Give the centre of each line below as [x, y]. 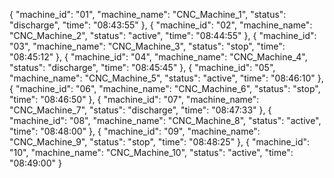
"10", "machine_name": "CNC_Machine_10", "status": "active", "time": [151, 152]
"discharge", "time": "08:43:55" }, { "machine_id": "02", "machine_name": [161, 25]
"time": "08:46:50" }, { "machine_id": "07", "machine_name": [134, 99]
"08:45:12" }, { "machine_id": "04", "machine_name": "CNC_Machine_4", [158, 57]
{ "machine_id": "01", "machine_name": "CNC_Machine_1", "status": [148, 14]
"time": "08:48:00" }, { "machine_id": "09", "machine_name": [135, 131]
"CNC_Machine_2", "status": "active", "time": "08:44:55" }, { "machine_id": [163, 35]
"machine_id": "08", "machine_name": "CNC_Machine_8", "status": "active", [165, 120]
